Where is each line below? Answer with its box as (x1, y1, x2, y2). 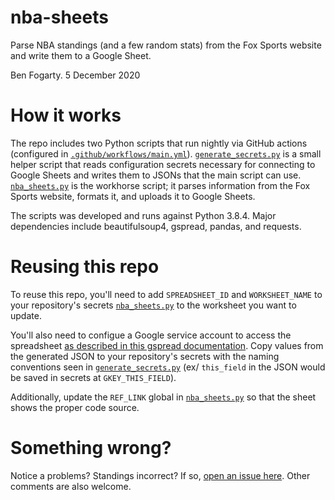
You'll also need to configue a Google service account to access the (10, 329, 292, 341)
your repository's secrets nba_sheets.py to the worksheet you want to (10, 299, 297, 311)
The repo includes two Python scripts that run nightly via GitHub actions (10, 137, 308, 149)
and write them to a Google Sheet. (10, 49, 152, 61)
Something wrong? (10, 437, 172, 459)
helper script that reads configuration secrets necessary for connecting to (10, 158, 316, 170)
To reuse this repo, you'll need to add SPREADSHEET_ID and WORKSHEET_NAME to (10, 288, 323, 300)
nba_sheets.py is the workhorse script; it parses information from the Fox (10, 179, 311, 191)
